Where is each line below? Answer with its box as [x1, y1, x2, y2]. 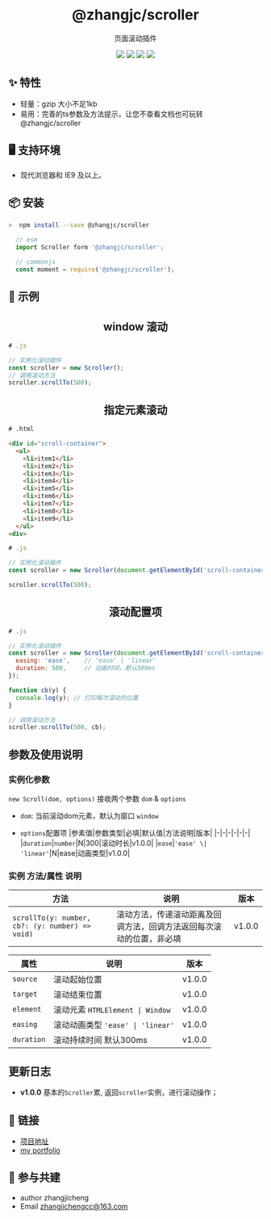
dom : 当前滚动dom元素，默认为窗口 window [19, 811, 159, 821]
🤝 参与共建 [8, 1171, 60, 1184]
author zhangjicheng [19, 1192, 90, 1202]
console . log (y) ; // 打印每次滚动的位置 [15, 693, 139, 702]
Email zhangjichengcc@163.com [19, 1201, 128, 1211]
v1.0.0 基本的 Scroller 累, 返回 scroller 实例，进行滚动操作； [19, 1087, 219, 1097]
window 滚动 [103, 320, 168, 333]
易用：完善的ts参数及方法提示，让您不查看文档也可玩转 [19, 109, 203, 119]
